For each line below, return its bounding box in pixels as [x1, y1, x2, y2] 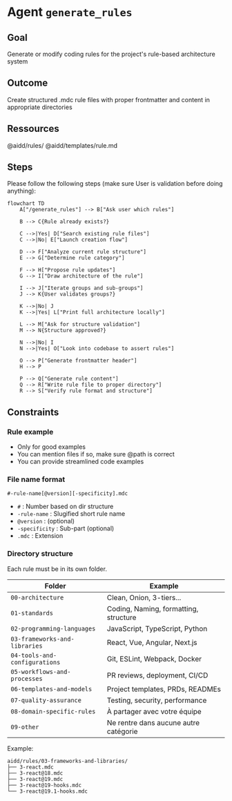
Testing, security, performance [106, 695, 207, 705]
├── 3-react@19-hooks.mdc [7, 782, 81, 789]
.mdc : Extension [17, 532, 64, 540]
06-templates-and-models [10, 685, 93, 693]
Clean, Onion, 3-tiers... [106, 592, 182, 602]
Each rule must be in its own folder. [7, 564, 107, 573]
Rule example [7, 427, 54, 436]
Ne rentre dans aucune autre [106, 717, 200, 727]
